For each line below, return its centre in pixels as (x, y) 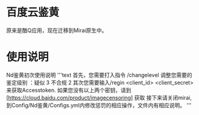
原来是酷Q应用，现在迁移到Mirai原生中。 (57, 30)
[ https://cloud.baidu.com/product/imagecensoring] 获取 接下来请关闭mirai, (99, 97)
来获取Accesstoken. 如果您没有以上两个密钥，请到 (69, 90)
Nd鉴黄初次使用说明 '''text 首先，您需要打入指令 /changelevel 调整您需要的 (99, 75)
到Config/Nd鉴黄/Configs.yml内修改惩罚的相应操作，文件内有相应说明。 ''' (99, 105)
